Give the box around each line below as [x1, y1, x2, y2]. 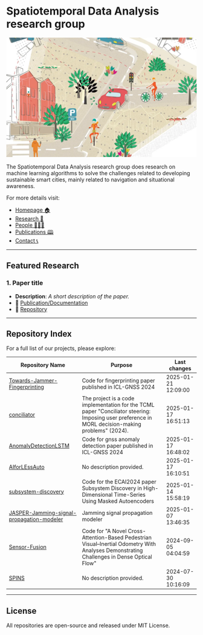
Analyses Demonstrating [82, 546, 143, 554]
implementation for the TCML [82, 401, 155, 409]
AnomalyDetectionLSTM [8, 442, 69, 449]
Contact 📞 [14, 237, 39, 244]
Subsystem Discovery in [82, 485, 143, 492]
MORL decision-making [82, 420, 142, 428]
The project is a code [82, 395, 135, 402]
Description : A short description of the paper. [14, 292, 130, 300]
